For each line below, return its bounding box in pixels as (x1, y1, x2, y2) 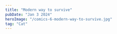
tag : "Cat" (5, 21, 28, 26)
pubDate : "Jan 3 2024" (5, 12, 52, 17)
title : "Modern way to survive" (5, 7, 72, 12)
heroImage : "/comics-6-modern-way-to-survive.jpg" (5, 16, 113, 21)
